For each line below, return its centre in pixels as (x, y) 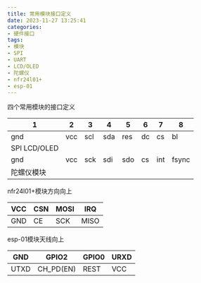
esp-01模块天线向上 (36, 239)
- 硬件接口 (21, 34)
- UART (17, 60)
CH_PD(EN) (57, 269)
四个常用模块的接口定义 (41, 107)
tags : (15, 40)
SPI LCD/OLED (35, 148)
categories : (25, 27)
